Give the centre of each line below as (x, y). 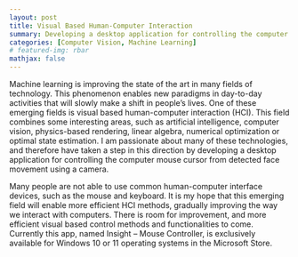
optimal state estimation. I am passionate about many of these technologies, (149, 141)
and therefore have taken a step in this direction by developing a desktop (143, 150)
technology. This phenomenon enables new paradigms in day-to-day (136, 93)
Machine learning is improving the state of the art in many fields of (131, 84)
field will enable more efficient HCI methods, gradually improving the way (144, 205)
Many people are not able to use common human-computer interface (136, 186)
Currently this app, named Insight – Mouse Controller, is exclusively (133, 233)
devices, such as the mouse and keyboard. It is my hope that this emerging (147, 196)
